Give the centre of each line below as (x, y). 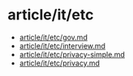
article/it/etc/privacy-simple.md (72, 54)
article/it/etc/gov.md (54, 37)
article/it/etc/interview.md (62, 45)
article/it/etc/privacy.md (60, 63)
